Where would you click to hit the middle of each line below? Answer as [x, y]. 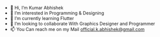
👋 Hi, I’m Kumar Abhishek [37, 8]
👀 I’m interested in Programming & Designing [57, 13]
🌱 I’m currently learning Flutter [42, 18]
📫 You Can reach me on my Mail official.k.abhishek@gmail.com [77, 29]
